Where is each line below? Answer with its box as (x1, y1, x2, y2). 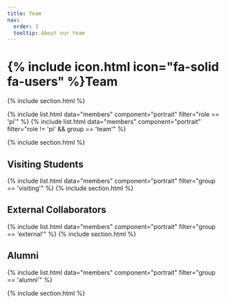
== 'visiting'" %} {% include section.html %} (7, 184, 133, 192)
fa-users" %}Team (7, 74, 118, 90)
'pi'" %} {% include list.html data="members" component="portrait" (7, 118, 201, 126)
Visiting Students (7, 158, 84, 170)
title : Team (7, 10, 41, 17)
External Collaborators (7, 204, 107, 216)
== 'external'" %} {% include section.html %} (7, 230, 137, 238)
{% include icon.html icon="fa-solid (7, 59, 219, 75)
